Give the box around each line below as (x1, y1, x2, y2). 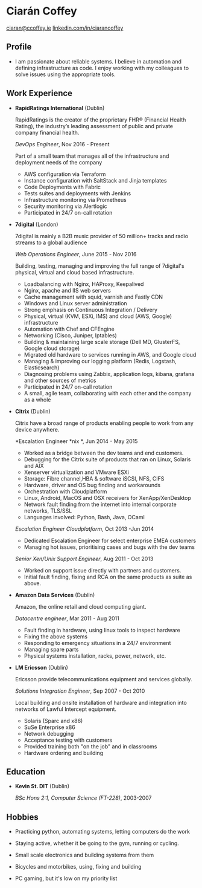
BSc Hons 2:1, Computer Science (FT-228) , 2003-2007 (14, 794, 152, 802)
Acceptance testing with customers (24, 736, 113, 744)
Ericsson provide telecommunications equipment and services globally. (14, 675, 192, 682)
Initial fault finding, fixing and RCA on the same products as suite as (24, 573, 192, 580)
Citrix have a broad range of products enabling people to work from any (14, 419, 194, 427)
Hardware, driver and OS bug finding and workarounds (24, 481, 161, 488)
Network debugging (24, 730, 74, 737)
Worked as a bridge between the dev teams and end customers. (24, 449, 184, 456)
